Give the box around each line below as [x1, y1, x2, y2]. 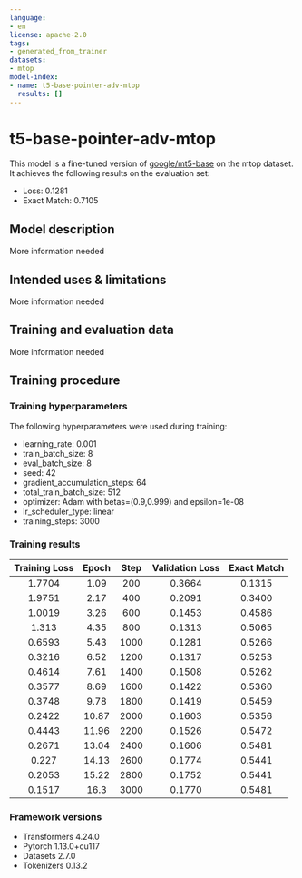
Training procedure [9, 373, 121, 389]
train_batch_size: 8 [22, 448, 93, 459]
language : [9, 13, 47, 23]
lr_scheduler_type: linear [22, 506, 115, 517]
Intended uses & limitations [9, 271, 167, 287]
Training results [9, 538, 81, 550]
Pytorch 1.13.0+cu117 [22, 841, 100, 852]
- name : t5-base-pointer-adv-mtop [9, 81, 141, 90]
